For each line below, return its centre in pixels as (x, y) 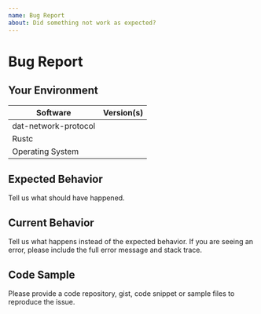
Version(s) (123, 112)
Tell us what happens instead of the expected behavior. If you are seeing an (131, 242)
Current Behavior (51, 223)
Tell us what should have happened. (66, 198)
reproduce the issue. (42, 301)
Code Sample (42, 274)
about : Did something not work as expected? (82, 23)
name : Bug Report (37, 15)
